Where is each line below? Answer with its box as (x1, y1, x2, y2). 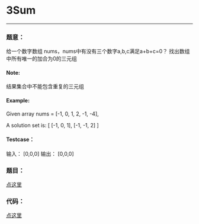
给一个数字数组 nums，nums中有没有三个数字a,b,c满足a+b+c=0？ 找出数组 (6, 48, 190, 55)
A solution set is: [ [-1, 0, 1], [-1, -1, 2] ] (6, 121, 99, 129)
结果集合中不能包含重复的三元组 (6, 83, 84, 90)
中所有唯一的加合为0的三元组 (6, 55, 77, 62)
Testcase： (6, 136, 35, 143)
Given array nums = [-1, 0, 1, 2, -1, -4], (6, 110, 99, 117)
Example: (6, 97, 30, 104)
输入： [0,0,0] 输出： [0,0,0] (6, 150, 74, 157)
